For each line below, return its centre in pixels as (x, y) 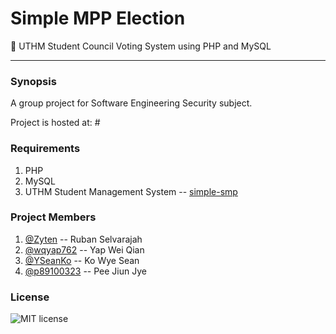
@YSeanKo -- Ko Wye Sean (82, 260)
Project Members (53, 217)
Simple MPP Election (98, 18)
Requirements (45, 149)
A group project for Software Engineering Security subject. (131, 103)
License (30, 297)
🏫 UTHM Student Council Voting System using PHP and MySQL (141, 46)
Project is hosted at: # (55, 123)
